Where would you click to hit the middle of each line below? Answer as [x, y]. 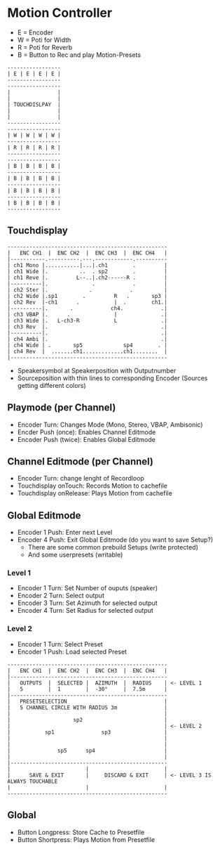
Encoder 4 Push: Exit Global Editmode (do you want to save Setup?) [115, 540]
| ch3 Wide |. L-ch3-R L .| [88, 320]
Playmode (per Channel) [62, 408]
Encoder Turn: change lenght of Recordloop [81, 479]
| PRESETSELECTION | [88, 701]
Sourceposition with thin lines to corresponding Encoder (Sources [112, 378]
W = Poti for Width [44, 39]
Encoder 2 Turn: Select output [61, 596]
